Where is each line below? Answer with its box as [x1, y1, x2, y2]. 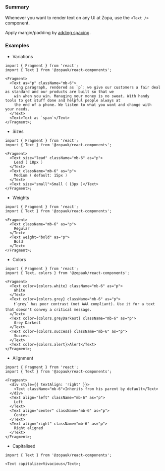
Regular [14, 226, 30, 231]
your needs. [5, 106, 30, 111]
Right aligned [14, 425, 43, 431]
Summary [5, 3, 30, 10]
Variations [12, 53, 33, 59]
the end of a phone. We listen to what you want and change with [14, 102, 152, 107]
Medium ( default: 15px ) [14, 173, 68, 178]
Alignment [12, 355, 34, 361]
